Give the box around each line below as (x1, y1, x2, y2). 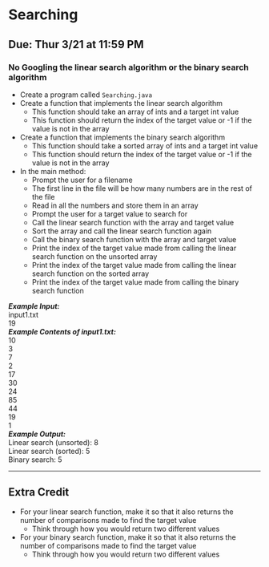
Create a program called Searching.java (19, 90, 153, 99)
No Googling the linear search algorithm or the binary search (8, 62, 250, 73)
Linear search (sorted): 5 (8, 446, 90, 456)
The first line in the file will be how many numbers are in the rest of (31, 183, 252, 193)
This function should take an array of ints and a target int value (31, 107, 239, 116)
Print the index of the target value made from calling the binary (31, 277, 239, 286)
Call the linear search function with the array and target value (31, 217, 235, 227)
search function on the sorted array (31, 269, 150, 278)
